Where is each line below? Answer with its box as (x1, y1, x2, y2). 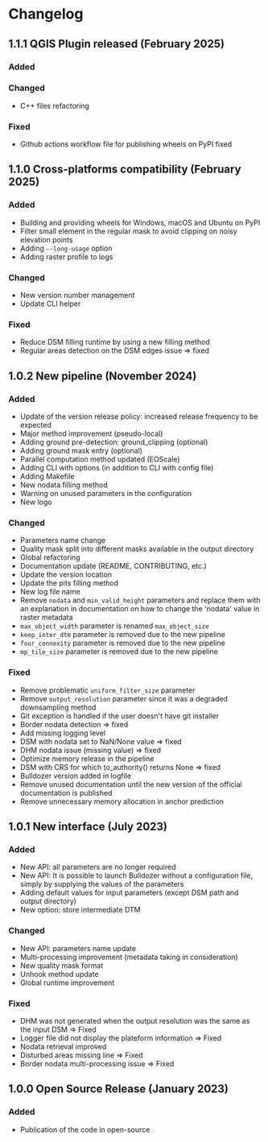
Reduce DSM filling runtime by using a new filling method (19, 337, 211, 347)
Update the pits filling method (19, 578, 119, 588)
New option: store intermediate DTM (19, 905, 141, 915)
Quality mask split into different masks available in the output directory (19, 544, 254, 554)
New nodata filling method (19, 480, 108, 490)
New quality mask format (19, 960, 104, 970)
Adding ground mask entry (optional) (19, 446, 143, 456)
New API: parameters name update (19, 943, 137, 953)
